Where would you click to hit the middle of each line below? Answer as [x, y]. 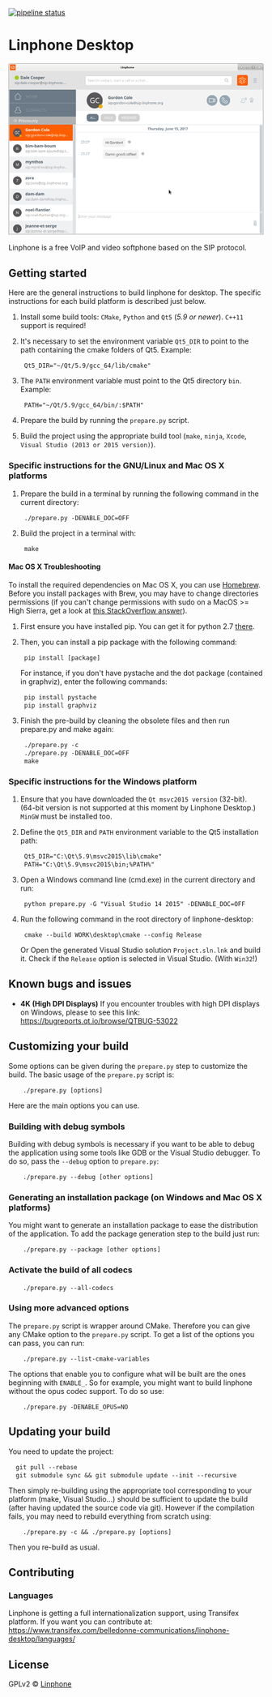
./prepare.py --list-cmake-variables [87, 1359]
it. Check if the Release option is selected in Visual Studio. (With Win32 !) [138, 959]
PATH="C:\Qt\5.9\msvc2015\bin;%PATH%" [89, 865]
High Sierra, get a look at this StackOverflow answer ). [98, 610]
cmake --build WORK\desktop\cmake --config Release [113, 935]
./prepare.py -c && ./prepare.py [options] [98, 1532]
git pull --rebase [47, 1467]
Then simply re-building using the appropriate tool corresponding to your [130, 1490]
